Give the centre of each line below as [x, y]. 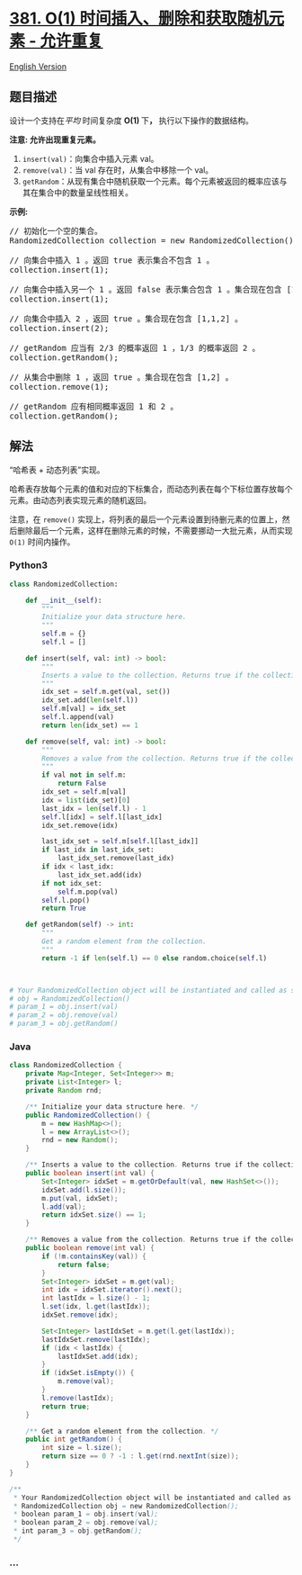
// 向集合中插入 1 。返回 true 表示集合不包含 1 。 [112, 260]
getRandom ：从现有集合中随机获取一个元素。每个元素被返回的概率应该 [151, 181]
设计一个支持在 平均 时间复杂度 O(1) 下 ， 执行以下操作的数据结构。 [131, 120]
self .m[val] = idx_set [84, 709]
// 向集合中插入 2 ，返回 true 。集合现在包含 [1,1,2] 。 [126, 319]
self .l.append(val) [78, 717]
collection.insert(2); [59, 328]
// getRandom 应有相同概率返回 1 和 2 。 [94, 406]
